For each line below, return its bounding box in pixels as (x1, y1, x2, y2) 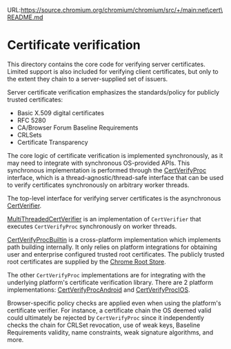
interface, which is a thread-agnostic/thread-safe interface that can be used (7, 173, 224, 181)
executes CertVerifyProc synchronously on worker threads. (7, 222, 177, 230)
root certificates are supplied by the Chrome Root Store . (7, 257, 167, 266)
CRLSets (17, 130, 42, 139)
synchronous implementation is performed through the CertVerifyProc (7, 166, 207, 174)
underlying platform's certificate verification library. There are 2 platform (7, 278, 214, 286)
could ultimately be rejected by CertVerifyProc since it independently (7, 313, 205, 321)
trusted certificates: (7, 95, 63, 103)
